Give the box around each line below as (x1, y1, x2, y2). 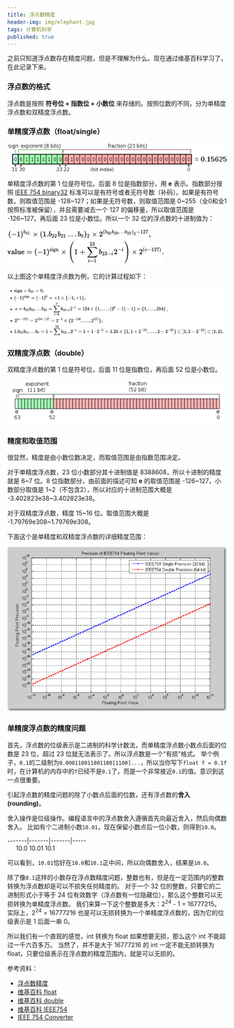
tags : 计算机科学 (7, 26, 52, 33)
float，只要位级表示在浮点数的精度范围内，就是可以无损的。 (7, 949, 179, 958)
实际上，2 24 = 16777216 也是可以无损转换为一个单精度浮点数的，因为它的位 (7, 908, 224, 917)
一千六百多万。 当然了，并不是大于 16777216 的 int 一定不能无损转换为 (13, 941, 214, 949)
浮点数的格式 (7, 82, 51, 92)
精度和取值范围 (7, 436, 58, 446)
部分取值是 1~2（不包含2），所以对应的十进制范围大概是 (13, 485, 173, 494)
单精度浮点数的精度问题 (7, 724, 86, 733)
